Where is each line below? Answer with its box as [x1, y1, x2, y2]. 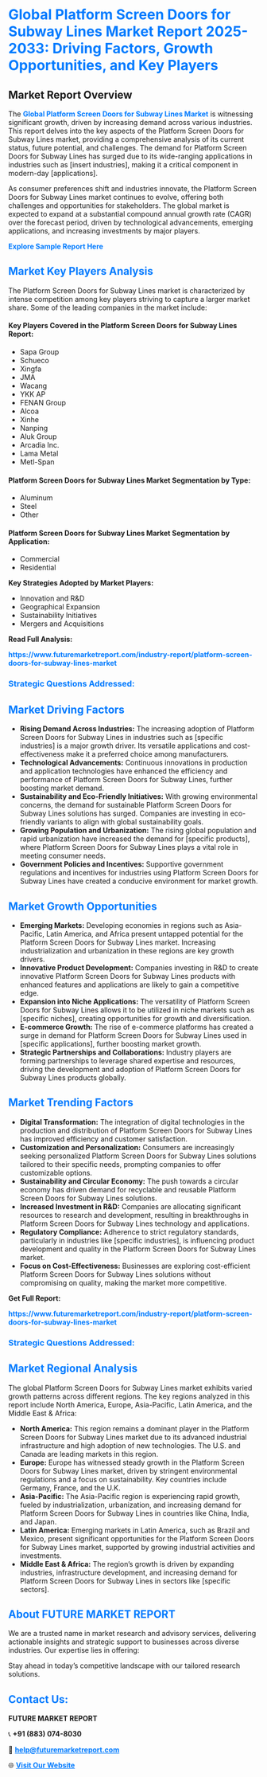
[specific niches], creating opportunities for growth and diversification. [19, 1013, 252, 1023]
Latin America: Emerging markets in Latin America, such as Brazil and [19, 1525, 250, 1535]
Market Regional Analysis [8, 1362, 138, 1376]
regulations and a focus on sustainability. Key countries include [19, 1474, 227, 1484]
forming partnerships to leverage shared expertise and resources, [19, 1055, 236, 1065]
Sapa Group [19, 347, 60, 357]
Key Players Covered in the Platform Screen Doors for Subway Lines [8, 321, 238, 331]
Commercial [19, 554, 60, 564]
